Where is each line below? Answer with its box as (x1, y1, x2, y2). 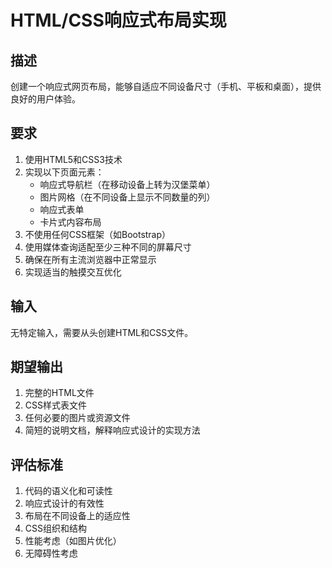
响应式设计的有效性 (24, 497, 105, 510)
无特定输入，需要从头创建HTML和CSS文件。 (10, 326, 194, 338)
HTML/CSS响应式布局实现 (10, 9, 227, 32)
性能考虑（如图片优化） (24, 535, 122, 547)
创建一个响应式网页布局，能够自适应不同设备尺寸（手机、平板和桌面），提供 (10, 81, 322, 92)
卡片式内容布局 (39, 216, 102, 228)
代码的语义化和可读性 (24, 485, 113, 497)
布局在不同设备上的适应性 (24, 510, 131, 522)
